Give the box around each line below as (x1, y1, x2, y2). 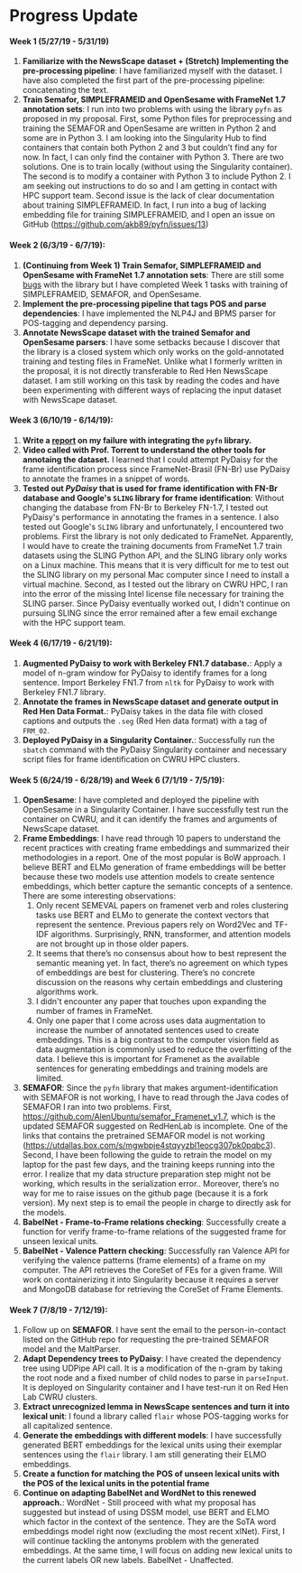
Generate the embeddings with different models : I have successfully (22, 1430, 282, 1441)
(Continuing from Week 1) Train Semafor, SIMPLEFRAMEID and (22, 259, 261, 271)
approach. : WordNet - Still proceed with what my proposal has (22, 1497, 257, 1508)
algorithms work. (35, 986, 99, 998)
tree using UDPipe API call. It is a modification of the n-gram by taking (22, 1363, 283, 1373)
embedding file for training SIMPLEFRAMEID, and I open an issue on (22, 209, 276, 220)
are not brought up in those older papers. (35, 938, 189, 949)
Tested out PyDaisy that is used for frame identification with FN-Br (22, 482, 278, 493)
